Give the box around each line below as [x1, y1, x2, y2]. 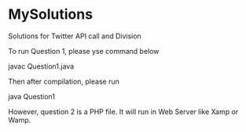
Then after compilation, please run [8, 77, 119, 86]
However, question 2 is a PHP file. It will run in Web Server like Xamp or [8, 107, 239, 116]
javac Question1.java [8, 61, 75, 71]
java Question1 [8, 91, 55, 101]
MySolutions [8, 5, 93, 23]
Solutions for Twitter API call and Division [8, 31, 141, 41]
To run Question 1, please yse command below [8, 46, 160, 55]
